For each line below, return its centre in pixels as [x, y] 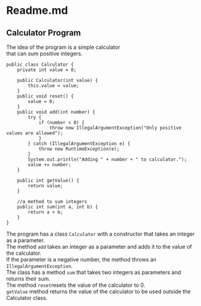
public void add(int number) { [56, 112]
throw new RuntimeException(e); [79, 149]
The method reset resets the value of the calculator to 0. [76, 285]
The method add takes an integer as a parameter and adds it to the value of [99, 247]
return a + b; [45, 212]
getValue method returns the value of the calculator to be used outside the [98, 292]
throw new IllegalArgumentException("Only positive [115, 128]
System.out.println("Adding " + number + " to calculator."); [107, 160]
